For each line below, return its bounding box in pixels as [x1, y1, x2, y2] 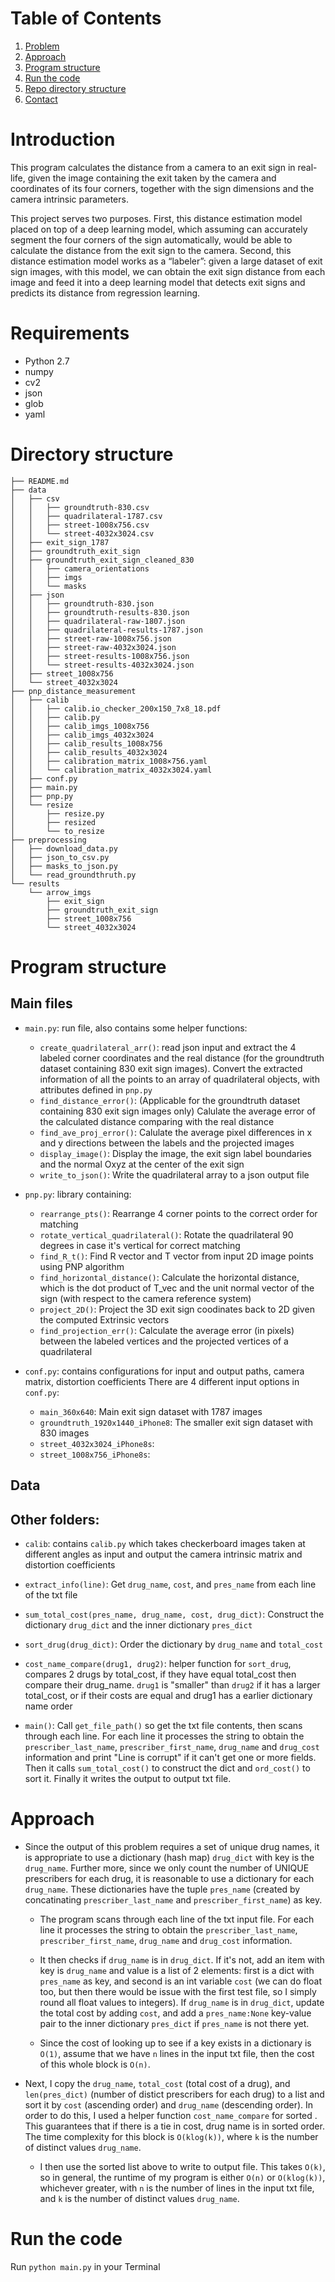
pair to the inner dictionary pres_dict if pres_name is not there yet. [39, 2017, 310, 2029]
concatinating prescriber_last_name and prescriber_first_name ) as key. [24, 1893, 323, 1906]
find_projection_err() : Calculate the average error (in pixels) [39, 1324, 295, 1336]
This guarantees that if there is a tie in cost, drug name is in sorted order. [24, 2120, 325, 2132]
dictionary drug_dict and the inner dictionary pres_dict [24, 1618, 253, 1631]
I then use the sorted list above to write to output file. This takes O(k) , [39, 2160, 326, 2172]
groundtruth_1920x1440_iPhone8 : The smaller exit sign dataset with [39, 1416, 313, 1428]
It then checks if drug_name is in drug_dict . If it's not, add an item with [39, 1953, 325, 1966]
